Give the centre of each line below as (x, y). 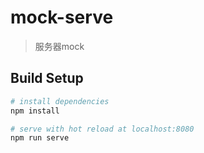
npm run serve (40, 138)
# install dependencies (60, 101)
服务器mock (59, 46)
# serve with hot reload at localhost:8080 (102, 129)
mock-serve (62, 17)
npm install (35, 111)
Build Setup (47, 78)
